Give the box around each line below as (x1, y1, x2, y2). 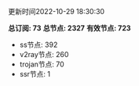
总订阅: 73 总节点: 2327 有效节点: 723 (8, 23, 131, 33)
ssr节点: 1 (19, 70, 51, 78)
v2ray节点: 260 (19, 50, 69, 59)
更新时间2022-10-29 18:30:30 (8, 7, 104, 16)
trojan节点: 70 (19, 59, 64, 69)
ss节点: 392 (19, 40, 58, 49)
